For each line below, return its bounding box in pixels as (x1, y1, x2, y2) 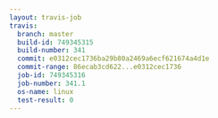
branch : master (17, 29, 74, 38)
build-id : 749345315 (17, 37, 94, 47)
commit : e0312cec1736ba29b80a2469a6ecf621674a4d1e (17, 54, 210, 63)
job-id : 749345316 (17, 71, 87, 80)
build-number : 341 (17, 46, 87, 55)
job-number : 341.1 (17, 79, 87, 88)
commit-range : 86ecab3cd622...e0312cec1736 (17, 63, 181, 72)
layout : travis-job (9, 12, 82, 22)
